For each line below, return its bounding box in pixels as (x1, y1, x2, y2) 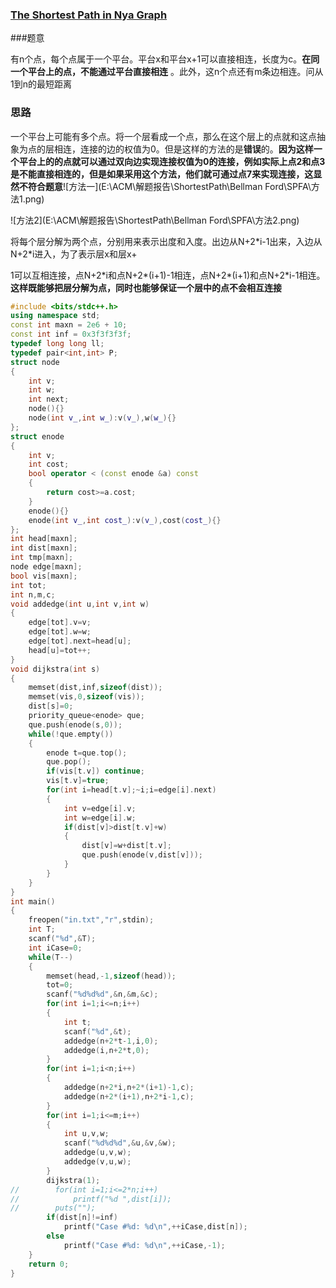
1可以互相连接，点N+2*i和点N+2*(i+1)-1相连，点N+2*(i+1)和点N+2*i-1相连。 (10, 269, 326, 281)
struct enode (10, 431, 65, 442)
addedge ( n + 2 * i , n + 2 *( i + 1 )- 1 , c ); (63, 1083, 195, 1093)
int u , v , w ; (63, 1129, 110, 1139)
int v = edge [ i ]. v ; (63, 803, 137, 813)
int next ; (28, 394, 70, 405)
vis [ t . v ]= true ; (46, 776, 110, 786)
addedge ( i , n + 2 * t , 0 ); (63, 1045, 150, 1055)
